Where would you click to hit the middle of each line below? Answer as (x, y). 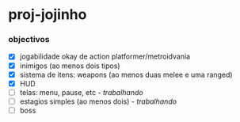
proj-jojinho (48, 15)
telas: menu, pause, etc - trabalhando (82, 92)
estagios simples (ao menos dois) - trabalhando (98, 101)
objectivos (29, 40)
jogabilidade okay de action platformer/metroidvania (105, 56)
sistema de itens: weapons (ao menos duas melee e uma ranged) (126, 74)
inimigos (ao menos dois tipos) (70, 66)
